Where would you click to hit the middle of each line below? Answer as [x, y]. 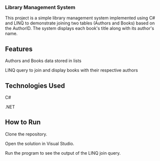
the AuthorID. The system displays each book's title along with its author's [80, 28]
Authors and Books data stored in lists [43, 61]
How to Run [23, 122]
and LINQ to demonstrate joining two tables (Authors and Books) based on [80, 23]
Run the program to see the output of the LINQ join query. [63, 153]
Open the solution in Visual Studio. [40, 143]
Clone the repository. [26, 134]
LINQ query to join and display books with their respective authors [71, 70]
